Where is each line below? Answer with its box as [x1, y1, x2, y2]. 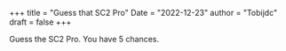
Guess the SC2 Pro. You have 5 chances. [9, 34, 160, 44]
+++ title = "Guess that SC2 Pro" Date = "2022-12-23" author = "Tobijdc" [9, 8, 278, 18]
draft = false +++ [9, 17, 72, 27]
